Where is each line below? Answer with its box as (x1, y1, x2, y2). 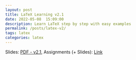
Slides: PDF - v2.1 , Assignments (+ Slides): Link (5, 48, 103, 55)
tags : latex (5, 30, 30, 35)
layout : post (5, 7, 33, 12)
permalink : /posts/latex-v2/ (5, 26, 66, 31)
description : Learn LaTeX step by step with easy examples (5, 21, 131, 26)
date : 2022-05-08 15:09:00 (5, 16, 64, 21)
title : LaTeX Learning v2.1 (5, 12, 64, 17)
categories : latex (5, 35, 44, 40)
